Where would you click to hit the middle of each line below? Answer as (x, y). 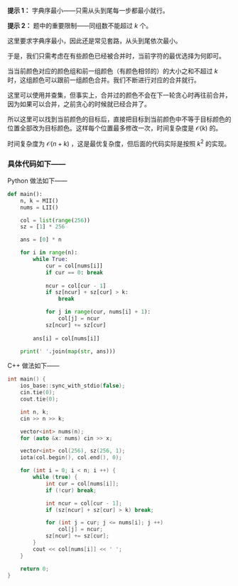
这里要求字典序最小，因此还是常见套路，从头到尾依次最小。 (94, 41)
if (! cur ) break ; (71, 490)
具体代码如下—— (37, 164)
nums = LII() (39, 207)
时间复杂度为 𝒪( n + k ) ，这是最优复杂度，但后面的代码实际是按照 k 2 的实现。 (119, 143)
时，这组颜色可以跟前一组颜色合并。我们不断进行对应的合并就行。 (104, 80)
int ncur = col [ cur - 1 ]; (83, 503)
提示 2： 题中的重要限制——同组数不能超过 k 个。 (80, 26)
